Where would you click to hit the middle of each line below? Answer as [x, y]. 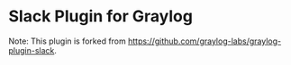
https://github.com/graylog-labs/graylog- [205, 41]
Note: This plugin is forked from [68, 41]
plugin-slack [32, 50]
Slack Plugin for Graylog [100, 16]
